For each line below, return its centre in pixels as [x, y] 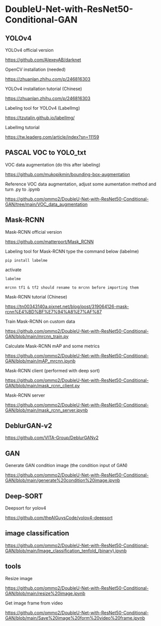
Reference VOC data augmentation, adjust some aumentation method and [81, 184]
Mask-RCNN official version [34, 232]
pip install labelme [27, 260]
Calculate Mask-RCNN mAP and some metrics [52, 346]
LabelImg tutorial [22, 127]
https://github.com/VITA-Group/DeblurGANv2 [52, 438]
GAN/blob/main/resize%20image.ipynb [45, 593]
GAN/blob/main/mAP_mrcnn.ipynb [40, 361]
